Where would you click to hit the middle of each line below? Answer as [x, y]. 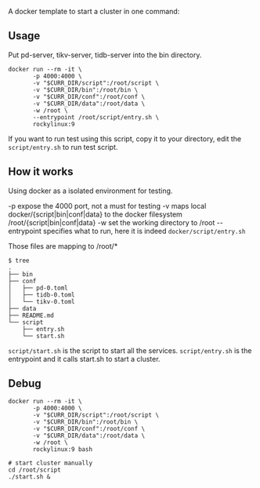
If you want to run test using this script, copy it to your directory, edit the [125, 138]
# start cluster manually [50, 463]
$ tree [19, 260]
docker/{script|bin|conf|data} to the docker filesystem [95, 214]
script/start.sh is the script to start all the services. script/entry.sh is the [130, 350]
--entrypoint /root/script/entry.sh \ [96, 117]
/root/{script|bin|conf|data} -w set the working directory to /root [112, 222]
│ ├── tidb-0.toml [42, 295]
